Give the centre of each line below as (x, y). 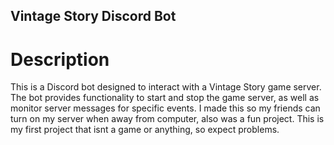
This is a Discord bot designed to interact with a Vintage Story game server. (166, 87)
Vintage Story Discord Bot (93, 16)
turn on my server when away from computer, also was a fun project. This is (167, 119)
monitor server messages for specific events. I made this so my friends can (165, 108)
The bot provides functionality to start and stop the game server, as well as (165, 98)
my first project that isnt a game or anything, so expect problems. (145, 130)
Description (60, 59)
